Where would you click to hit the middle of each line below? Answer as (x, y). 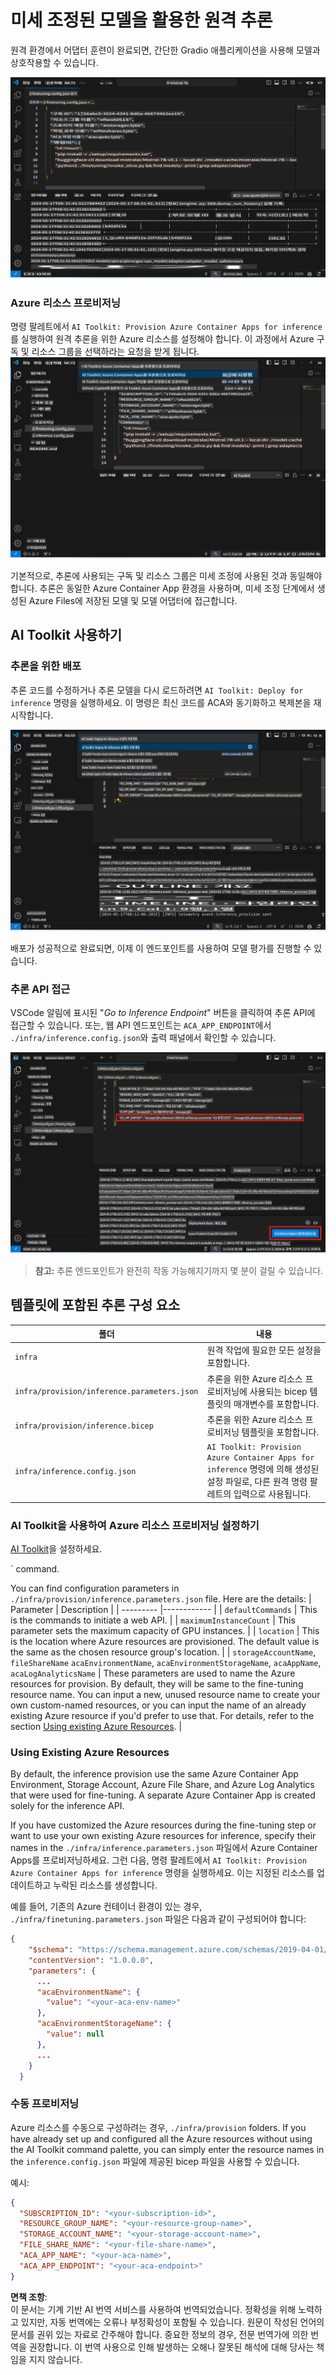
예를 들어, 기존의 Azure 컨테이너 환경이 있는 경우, (106, 1907)
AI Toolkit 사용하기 (66, 635)
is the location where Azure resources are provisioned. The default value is (165, 1641)
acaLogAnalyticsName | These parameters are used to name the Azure (153, 1673)
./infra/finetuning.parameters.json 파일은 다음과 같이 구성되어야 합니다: (158, 1919)
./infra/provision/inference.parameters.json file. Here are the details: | (161, 1598)
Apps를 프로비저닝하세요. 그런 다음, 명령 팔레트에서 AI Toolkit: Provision (158, 1860)
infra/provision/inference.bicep (84, 1426)
